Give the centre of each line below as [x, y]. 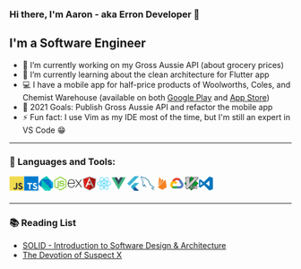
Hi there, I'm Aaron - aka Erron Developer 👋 [104, 14]
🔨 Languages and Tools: [63, 161]
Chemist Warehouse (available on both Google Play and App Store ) [146, 97]
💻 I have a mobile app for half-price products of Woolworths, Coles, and [156, 84]
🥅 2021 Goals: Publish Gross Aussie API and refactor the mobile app [147, 107]
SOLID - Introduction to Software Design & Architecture [124, 246]
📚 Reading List [43, 222]
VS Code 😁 [44, 130]
